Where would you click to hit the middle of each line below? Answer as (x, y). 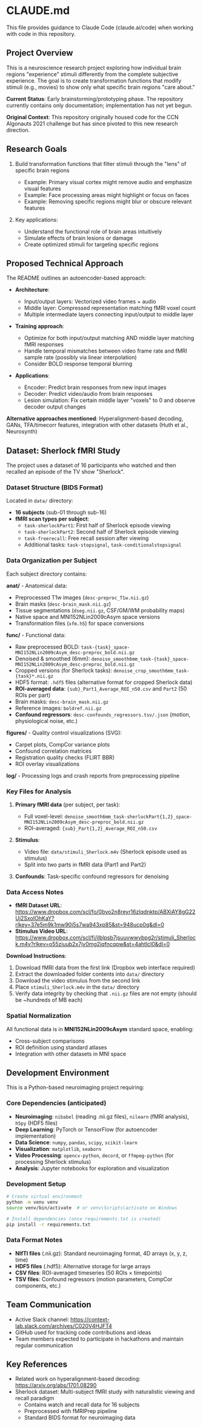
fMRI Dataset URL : (38, 905)
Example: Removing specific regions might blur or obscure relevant (108, 201)
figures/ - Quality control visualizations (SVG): (64, 733)
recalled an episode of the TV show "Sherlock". (65, 472)
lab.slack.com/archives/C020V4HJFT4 (63, 1325)
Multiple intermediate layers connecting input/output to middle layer (109, 314)
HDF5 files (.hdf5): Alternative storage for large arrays (83, 1266)
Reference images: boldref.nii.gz (58, 708)
